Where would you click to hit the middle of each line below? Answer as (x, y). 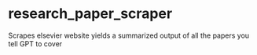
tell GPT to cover (35, 43)
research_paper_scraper (90, 14)
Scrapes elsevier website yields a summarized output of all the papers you (129, 35)
